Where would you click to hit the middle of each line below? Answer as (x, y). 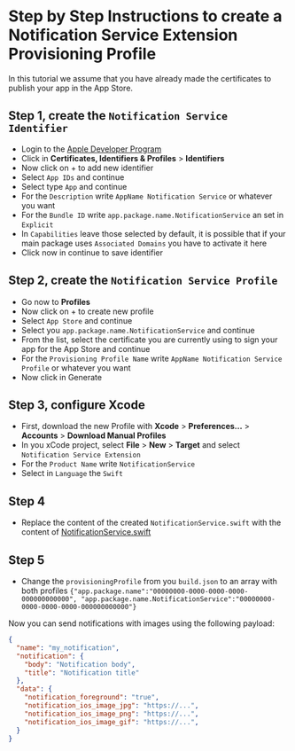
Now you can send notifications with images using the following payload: (142, 623)
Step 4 (27, 501)
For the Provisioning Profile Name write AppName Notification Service (151, 358)
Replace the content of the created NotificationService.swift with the (151, 523)
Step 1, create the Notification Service (118, 116)
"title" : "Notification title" (82, 673)
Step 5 (27, 560)
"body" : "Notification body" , (80, 664)
